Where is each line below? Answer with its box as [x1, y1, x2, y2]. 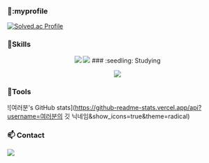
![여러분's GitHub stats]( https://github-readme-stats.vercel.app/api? [7, 103, 202, 111]
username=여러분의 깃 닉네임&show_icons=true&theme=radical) [7, 111, 190, 121]
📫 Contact [7, 130, 45, 140]
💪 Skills [7, 40, 31, 49]
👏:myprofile [7, 6, 48, 16]
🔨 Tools [7, 86, 31, 96]
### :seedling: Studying [92, 56, 161, 65]
